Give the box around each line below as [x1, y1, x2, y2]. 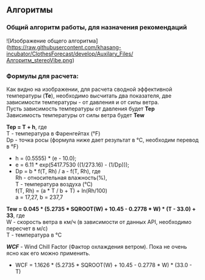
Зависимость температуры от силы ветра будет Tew [6, 111, 145, 118]
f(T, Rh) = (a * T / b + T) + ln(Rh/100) [15, 187, 108, 194]
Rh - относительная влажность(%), [15, 174, 107, 181]
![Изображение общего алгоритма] [6, 37, 98, 45]
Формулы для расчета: [6, 71, 79, 80]
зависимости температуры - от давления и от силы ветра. [6, 98, 160, 106]
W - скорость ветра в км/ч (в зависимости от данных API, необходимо [6, 218, 192, 225]
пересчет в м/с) [6, 224, 48, 232]
